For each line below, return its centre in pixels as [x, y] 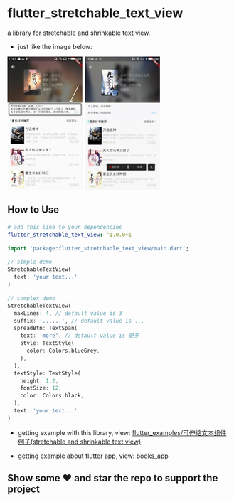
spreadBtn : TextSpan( [46, 329]
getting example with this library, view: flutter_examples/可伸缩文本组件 [122, 432]
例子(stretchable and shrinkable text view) [79, 442]
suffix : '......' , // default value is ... [79, 321]
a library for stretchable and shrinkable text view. [79, 33]
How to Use [33, 210]
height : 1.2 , [39, 381]
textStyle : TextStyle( [47, 373]
